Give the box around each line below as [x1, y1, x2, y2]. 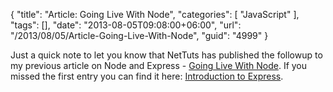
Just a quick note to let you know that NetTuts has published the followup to [10, 49, 323, 61]
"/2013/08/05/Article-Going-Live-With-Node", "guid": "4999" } [10, 30, 269, 41]
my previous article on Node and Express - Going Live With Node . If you [10, 60, 308, 71]
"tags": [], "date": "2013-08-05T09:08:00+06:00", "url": [10, 19, 242, 31]
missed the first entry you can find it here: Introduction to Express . [10, 70, 284, 82]
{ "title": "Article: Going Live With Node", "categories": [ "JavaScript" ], [10, 9, 300, 20]
